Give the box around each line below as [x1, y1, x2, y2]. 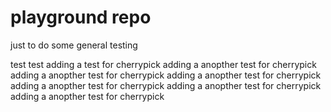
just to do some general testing [10, 39, 138, 51]
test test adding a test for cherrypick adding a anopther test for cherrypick [10, 58, 317, 70]
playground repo [10, 6, 152, 29]
